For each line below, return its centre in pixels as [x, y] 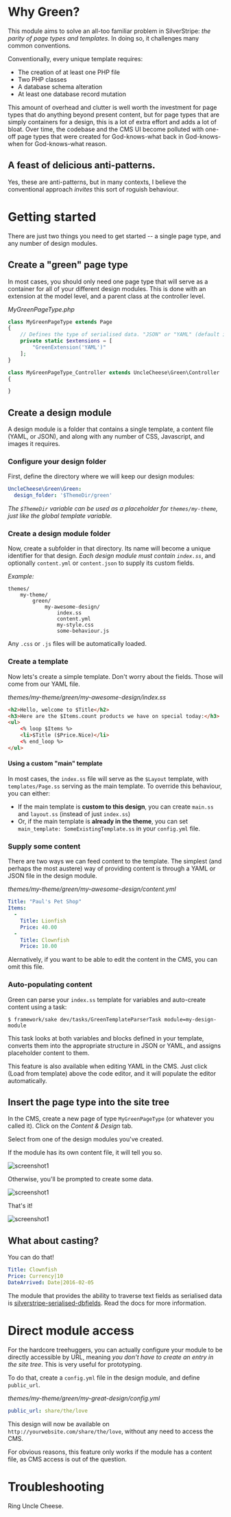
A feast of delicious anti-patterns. [82, 165]
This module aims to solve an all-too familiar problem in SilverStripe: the [109, 31]
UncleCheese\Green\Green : [45, 489]
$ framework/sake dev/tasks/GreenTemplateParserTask [85, 1019]
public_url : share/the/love [48, 1411]
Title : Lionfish [44, 920]
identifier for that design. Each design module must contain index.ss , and [112, 556]
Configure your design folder [57, 461]
